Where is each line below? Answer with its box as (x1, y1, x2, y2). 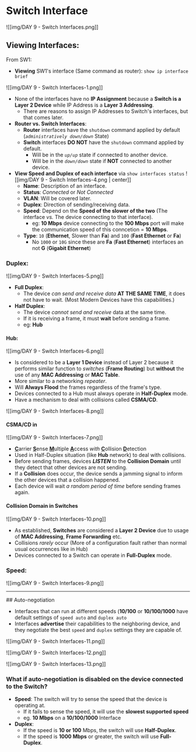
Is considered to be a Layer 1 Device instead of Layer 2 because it (14, 359, 174, 366)
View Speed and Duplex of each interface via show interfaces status (14, 170, 185, 177)
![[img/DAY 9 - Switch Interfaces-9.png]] (6, 579, 104, 586)
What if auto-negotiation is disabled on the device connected (6, 675, 184, 683)
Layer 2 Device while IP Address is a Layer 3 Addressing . (14, 101, 154, 108)
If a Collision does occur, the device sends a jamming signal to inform (14, 470, 183, 477)
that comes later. (23, 114, 64, 121)
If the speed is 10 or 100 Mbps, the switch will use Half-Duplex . (23, 727, 177, 734)
